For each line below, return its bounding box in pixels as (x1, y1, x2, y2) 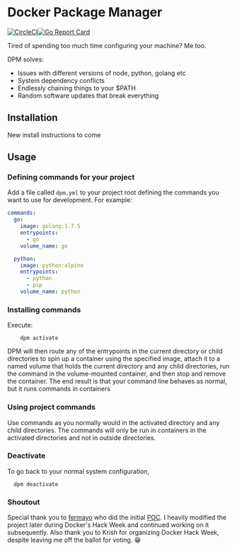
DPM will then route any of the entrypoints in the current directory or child (7, 347, 223, 356)
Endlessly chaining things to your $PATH (17, 83, 137, 92)
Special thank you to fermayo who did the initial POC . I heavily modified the (7, 514, 227, 522)
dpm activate (20, 335, 59, 342)
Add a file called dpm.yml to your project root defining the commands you (7, 188, 219, 197)
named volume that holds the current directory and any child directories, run (7, 362, 230, 371)
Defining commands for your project (7, 173, 135, 182)
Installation (7, 112, 58, 124)
